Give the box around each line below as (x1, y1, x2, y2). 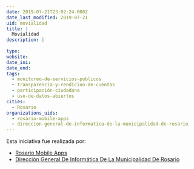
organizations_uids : (6, 110, 59, 116)
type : (6, 48, 20, 54)
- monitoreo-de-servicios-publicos (12, 76, 102, 82)
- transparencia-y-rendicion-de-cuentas (12, 82, 115, 88)
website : (6, 54, 28, 60)
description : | (6, 37, 45, 43)
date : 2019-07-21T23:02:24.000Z (6, 8, 88, 15)
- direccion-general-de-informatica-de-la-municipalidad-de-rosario (12, 121, 189, 127)
